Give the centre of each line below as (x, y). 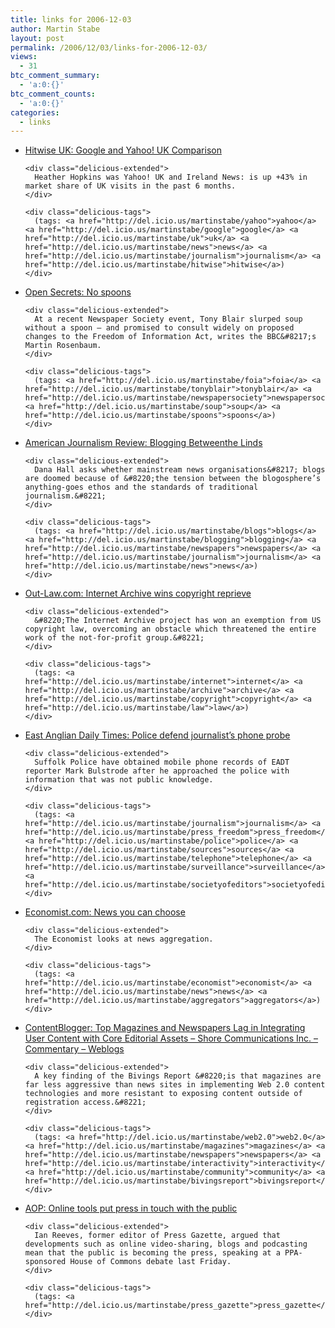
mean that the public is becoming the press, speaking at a (152, 1253)
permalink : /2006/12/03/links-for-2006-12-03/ (109, 47)
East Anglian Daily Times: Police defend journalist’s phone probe (157, 735)
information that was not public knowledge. (119, 780)
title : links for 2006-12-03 (71, 19)
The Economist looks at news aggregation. (124, 939)
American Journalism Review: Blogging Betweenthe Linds (143, 443)
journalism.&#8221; (65, 496)
